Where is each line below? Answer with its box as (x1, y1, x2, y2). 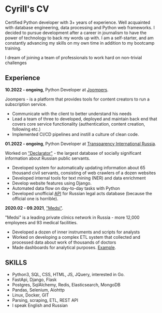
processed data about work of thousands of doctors (12, 239, 117, 245)
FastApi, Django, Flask (12, 277, 57, 282)
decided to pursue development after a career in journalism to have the (5, 30, 147, 35)
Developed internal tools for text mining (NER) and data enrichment (12, 175, 146, 181)
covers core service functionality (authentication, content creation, (12, 121, 145, 127)
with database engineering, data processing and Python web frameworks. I (5, 24, 155, 30)
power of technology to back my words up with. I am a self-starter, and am (5, 35, 154, 41)
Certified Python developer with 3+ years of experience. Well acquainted (5, 19, 150, 25)
